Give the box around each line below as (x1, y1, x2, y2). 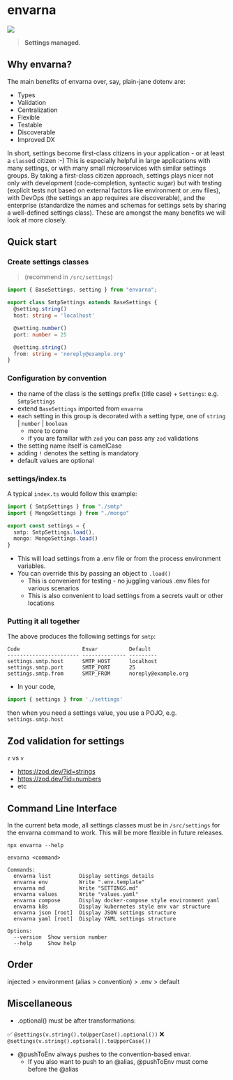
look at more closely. (7, 215, 68, 224)
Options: (7, 928, 33, 935)
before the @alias (27, 1065, 79, 1073)
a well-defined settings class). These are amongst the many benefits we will (7, 208, 226, 217)
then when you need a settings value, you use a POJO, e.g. (7, 709, 177, 717)
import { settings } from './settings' (7, 696, 123, 703)
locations (27, 599, 54, 607)
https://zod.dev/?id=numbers (17, 775, 102, 783)
